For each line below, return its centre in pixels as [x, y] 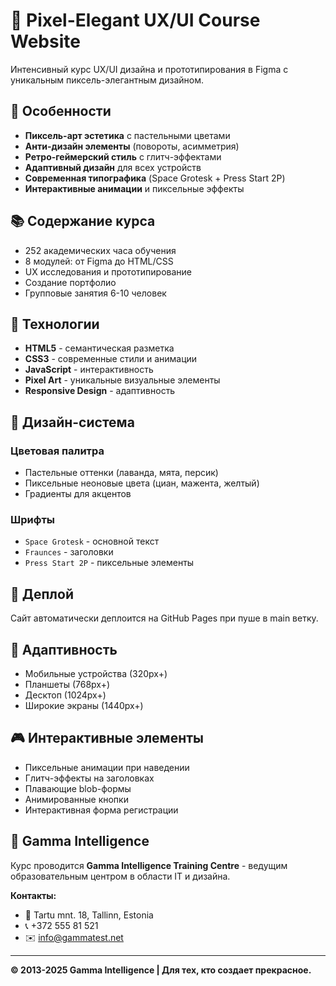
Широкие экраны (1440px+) [84, 705]
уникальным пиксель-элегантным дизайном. [107, 80]
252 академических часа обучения [100, 250]
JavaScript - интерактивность [89, 370]
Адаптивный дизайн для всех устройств [113, 167]
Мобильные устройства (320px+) [96, 673]
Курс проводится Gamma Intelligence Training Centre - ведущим [149, 865]
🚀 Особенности [61, 111]
